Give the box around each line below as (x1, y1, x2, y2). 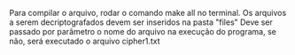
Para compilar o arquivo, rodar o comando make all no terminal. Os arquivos (9, 8, 287, 18)
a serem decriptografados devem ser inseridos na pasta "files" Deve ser (9, 17, 273, 27)
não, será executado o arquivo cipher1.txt (9, 35, 161, 46)
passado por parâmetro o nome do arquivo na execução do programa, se (9, 27, 276, 36)
